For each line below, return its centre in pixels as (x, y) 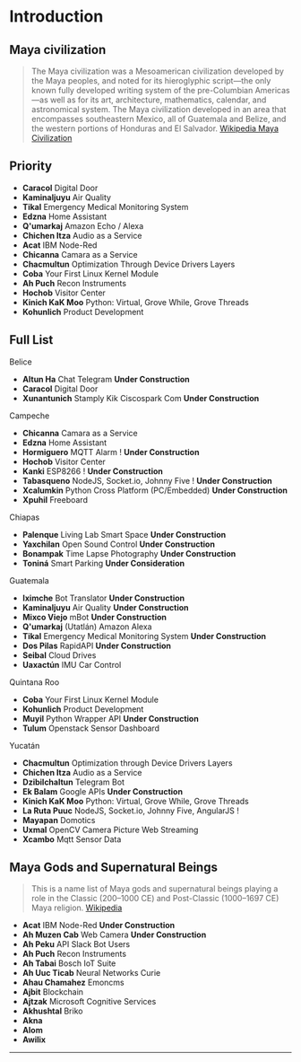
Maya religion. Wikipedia (77, 908)
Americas (272, 90)
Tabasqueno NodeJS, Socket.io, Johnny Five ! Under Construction (147, 480)
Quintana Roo (34, 682)
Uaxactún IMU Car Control (72, 664)
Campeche (30, 416)
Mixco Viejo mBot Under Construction (95, 617)
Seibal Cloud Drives (59, 655)
